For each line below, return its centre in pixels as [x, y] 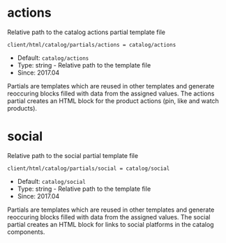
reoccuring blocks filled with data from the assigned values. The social [109, 217]
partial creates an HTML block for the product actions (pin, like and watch [113, 101]
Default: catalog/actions [53, 58]
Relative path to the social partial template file [73, 155]
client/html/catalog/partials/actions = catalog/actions [92, 45]
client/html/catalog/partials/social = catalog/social [89, 168]
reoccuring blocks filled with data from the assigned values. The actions [111, 93]
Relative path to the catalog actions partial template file [86, 32]
